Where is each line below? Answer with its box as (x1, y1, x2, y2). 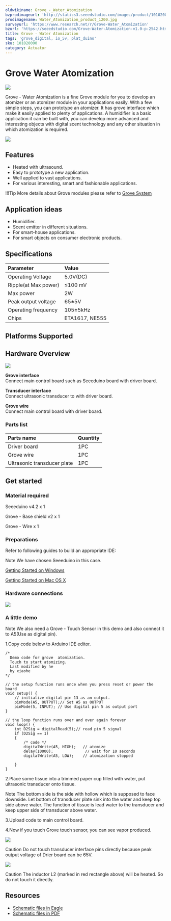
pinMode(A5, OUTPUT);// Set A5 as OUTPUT (14, 700, 103, 705)
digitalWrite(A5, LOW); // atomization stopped (23, 753, 133, 758)
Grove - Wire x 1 (5, 523, 39, 530)
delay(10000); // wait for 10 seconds (23, 749, 136, 754)
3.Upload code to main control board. (5, 817, 84, 823)
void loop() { (5, 722, 36, 727)
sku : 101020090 (5, 41, 38, 46)
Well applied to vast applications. (12, 175, 82, 181)
